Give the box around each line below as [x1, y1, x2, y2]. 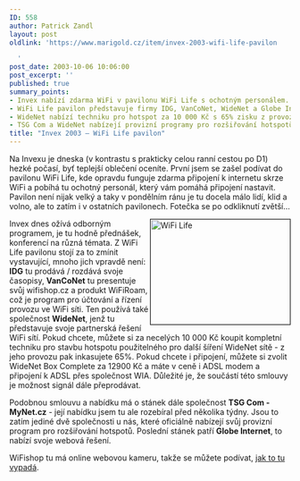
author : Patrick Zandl [9, 21, 94, 30]
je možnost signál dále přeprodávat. [9, 380, 141, 390]
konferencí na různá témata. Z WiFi [9, 238, 138, 248]
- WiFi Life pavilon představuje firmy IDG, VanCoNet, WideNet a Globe [9, 104, 281, 113]
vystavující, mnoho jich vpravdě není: [9, 257, 146, 266]
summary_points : [9, 87, 70, 97]
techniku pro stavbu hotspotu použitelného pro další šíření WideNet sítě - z [9, 342, 286, 352]
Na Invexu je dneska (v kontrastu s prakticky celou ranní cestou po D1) [9, 154, 269, 164]
